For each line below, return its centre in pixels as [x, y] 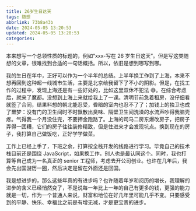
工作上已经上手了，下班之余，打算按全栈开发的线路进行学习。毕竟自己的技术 [98, 146]
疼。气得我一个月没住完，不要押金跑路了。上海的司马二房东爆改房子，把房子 [98, 119]
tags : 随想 [18, 17]
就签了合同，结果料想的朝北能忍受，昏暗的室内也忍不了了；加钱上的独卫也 [95, 105]
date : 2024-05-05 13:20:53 [39, 28]
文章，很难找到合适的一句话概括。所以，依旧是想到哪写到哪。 [90, 63]
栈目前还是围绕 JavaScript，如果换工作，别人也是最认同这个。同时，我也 [94, 153]
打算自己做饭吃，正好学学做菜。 [60, 134]
